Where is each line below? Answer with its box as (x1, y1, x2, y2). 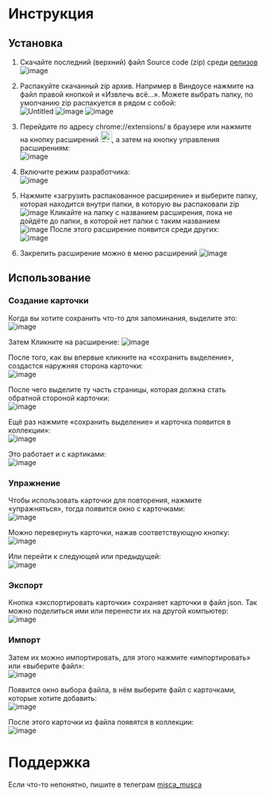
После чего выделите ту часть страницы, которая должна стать (8, 384, 226, 394)
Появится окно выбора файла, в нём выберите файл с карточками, (8, 684, 237, 695)
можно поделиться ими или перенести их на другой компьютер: (8, 606, 229, 616)
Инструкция (8, 5, 94, 23)
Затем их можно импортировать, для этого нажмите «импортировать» (8, 653, 251, 662)
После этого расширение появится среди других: (50, 225, 220, 234)
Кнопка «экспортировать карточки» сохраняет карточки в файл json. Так (8, 598, 258, 607)
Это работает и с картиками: (8, 449, 106, 459)
